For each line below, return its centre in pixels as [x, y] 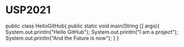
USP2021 [28, 10]
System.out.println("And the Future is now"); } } [62, 38]
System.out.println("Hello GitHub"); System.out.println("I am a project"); [92, 32]
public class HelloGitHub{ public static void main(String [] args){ [83, 26]
